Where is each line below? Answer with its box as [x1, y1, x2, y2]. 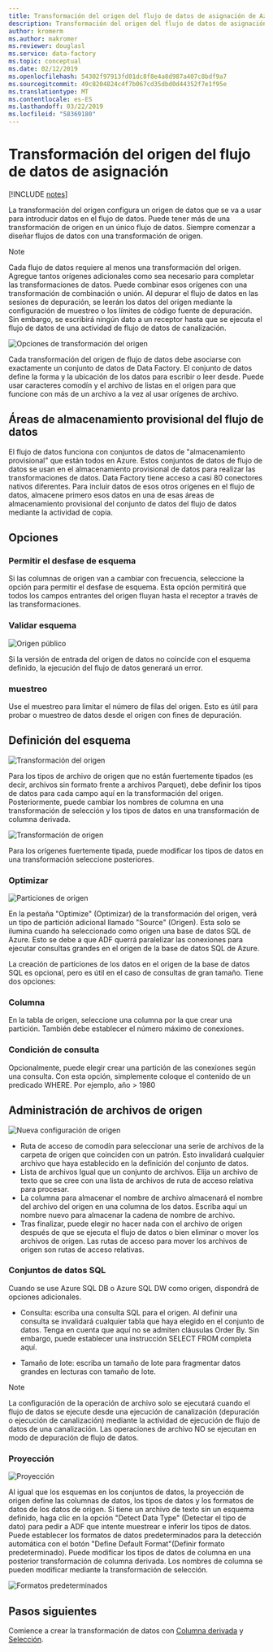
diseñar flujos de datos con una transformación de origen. [8, 231, 203, 241]
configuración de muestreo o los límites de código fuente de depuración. [8, 306, 253, 315]
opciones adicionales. [8, 1292, 82, 1302]
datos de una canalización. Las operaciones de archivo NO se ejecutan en [8, 1424, 258, 1433]
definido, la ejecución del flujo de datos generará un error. [8, 663, 203, 672]
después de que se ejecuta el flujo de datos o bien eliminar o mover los [19, 1227, 259, 1237]
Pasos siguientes [8, 1604, 97, 1618]
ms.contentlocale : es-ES [8, 95, 93, 103]
